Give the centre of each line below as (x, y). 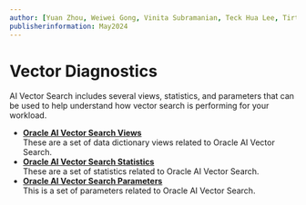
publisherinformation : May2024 (69, 26)
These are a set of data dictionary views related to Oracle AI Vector (148, 142)
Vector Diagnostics (83, 71)
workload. (28, 115)
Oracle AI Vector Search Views (82, 133)
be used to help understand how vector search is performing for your (139, 106)
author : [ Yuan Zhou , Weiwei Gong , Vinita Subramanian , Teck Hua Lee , (144, 18)
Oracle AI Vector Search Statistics (88, 162)
